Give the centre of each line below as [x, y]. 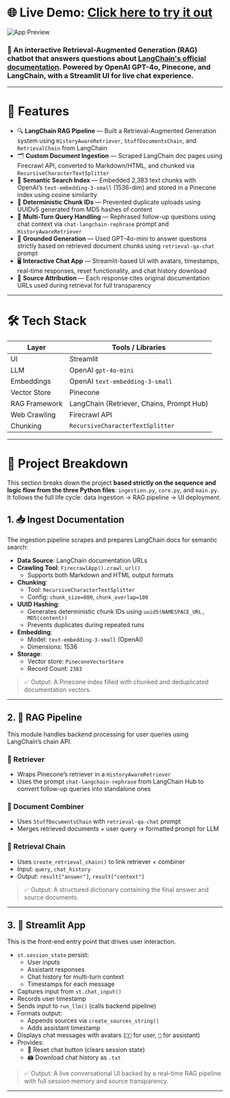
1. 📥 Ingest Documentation [66, 520]
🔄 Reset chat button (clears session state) [86, 1050]
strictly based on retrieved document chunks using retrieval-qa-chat [116, 246]
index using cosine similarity [57, 195]
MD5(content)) [47, 618]
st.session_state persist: [53, 955]
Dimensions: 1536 [52, 646]
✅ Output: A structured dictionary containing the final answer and [116, 889]
